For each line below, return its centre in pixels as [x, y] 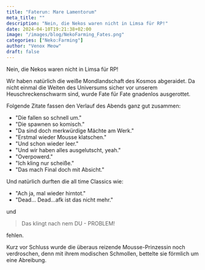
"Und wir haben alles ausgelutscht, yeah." [68, 150]
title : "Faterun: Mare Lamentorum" [52, 12]
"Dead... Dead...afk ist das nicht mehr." [64, 200]
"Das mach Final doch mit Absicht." [60, 169]
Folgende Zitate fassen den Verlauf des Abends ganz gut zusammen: [94, 106]
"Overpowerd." [34, 156]
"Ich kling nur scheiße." [45, 163]
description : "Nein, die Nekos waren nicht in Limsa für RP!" [87, 23]
